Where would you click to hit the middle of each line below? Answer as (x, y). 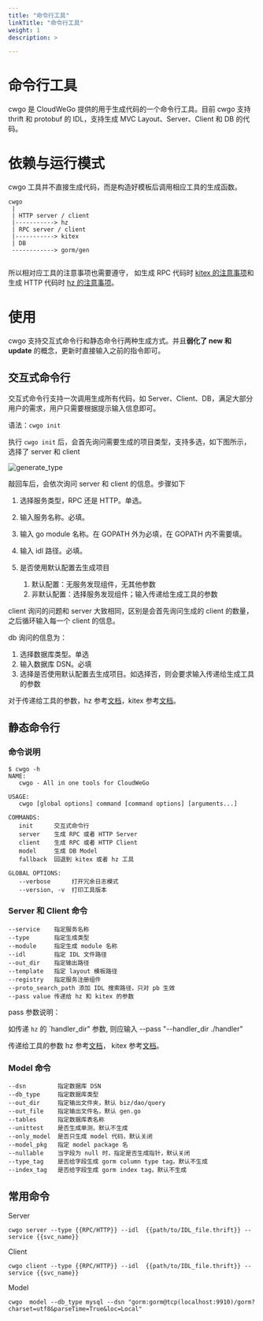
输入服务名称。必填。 (54, 517)
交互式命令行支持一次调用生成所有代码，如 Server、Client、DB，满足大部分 (131, 398)
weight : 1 (24, 30)
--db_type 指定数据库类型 (54, 1095)
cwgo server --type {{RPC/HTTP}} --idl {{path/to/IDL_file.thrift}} (125, 1230)
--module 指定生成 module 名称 (63, 946)
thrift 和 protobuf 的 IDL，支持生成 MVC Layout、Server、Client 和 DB (121, 119)
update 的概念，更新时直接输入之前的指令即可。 (87, 351)
